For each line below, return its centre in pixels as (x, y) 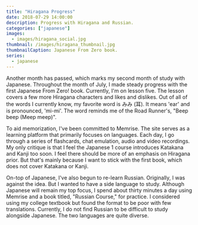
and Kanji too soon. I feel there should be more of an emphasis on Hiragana (98, 153)
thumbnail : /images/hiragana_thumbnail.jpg (61, 45)
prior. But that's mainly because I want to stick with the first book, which (94, 160)
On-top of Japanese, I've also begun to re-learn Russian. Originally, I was (96, 178)
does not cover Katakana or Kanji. (47, 166)
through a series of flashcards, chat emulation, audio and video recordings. (98, 141)
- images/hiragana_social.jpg (49, 39)
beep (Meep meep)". (31, 117)
